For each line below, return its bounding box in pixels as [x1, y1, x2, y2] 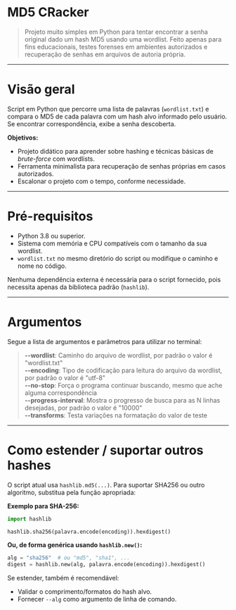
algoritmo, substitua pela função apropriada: [7, 488, 136, 496]
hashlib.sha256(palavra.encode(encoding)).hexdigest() [7, 528, 171, 535]
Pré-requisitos [7, 209, 93, 224]
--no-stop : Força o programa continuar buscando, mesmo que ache [24, 381, 223, 389]
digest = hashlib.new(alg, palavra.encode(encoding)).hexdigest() [7, 561, 206, 568]
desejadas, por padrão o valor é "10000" [24, 403, 143, 412]
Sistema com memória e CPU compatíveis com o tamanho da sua [17, 239, 207, 248]
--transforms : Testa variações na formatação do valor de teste [24, 410, 208, 420]
